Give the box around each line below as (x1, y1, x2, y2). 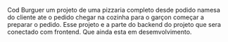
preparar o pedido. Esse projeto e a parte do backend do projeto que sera (7, 21, 222, 28)
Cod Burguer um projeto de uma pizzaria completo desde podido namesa (7, 6, 220, 14)
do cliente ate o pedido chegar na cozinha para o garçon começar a (7, 13, 204, 21)
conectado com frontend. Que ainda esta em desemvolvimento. (7, 28, 192, 36)
